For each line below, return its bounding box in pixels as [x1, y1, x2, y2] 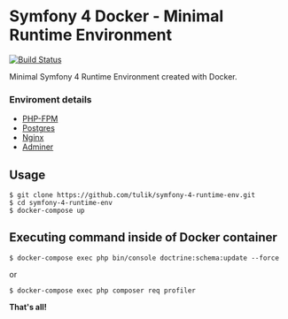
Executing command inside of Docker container [9, 230, 277, 245]
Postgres [21, 123, 56, 133]
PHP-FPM [21, 113, 58, 125]
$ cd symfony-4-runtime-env [9, 199, 113, 208]
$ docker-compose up [9, 206, 86, 216]
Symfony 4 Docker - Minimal [9, 6, 224, 27]
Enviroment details [9, 93, 92, 105]
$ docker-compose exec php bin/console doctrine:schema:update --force [9, 254, 279, 262]
